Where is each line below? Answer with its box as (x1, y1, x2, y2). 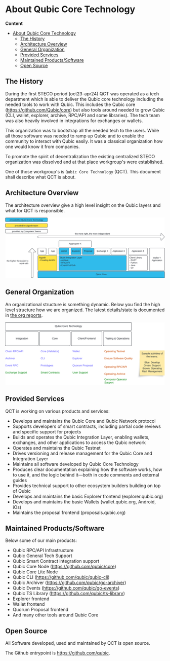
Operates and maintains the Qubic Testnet (12, 445, 101, 451)
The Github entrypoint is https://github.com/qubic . (5, 650, 110, 656)
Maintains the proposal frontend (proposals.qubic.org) (12, 509, 126, 516)
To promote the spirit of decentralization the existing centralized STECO (5, 153, 155, 159)
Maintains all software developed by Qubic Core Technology (12, 461, 139, 467)
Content (5, 20, 23, 26)
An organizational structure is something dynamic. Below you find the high (5, 301, 160, 307)
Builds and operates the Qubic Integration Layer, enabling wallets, (12, 434, 150, 440)
